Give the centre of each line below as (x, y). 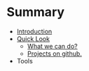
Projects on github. (54, 54)
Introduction (34, 31)
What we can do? (52, 46)
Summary (35, 12)
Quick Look (33, 38)
